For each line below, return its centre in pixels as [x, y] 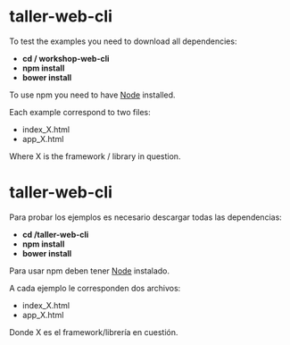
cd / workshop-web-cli [66, 58]
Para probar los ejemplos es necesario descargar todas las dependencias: [146, 217]
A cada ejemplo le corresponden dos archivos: [95, 288]
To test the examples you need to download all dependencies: [123, 41]
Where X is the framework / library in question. [95, 156]
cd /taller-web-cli [55, 234]
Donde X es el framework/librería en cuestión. [94, 332]
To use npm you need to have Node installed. [92, 95]
